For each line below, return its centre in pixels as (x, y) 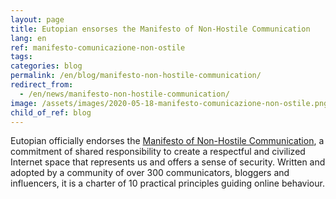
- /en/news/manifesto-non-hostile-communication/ (124, 94)
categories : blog (46, 66)
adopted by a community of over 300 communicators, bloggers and (150, 173)
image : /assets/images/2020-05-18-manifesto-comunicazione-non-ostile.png (169, 103)
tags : (21, 57)
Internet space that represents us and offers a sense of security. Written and (168, 162)
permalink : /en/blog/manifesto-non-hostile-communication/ (136, 76)
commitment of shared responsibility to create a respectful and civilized (158, 152)
